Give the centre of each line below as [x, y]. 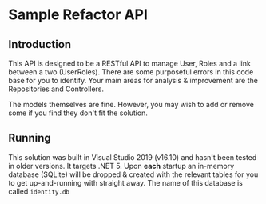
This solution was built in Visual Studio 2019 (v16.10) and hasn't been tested [133, 157]
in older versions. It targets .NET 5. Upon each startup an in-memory [121, 166]
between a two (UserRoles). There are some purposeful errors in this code [131, 72]
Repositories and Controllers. [56, 89]
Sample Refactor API [78, 15]
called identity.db [39, 191]
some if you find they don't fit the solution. [78, 113]
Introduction [40, 44]
